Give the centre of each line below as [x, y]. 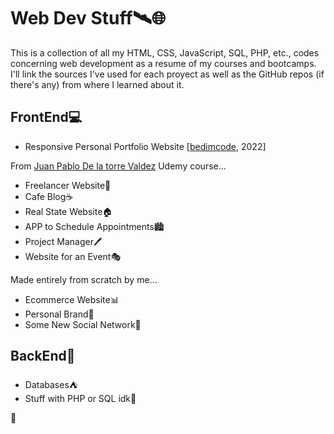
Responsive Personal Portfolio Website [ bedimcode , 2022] [145, 146]
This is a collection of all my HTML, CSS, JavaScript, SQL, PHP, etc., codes [165, 52]
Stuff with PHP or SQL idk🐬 [80, 398]
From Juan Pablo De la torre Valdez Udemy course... [118, 166]
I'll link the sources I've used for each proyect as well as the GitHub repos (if [167, 74]
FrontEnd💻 [46, 117]
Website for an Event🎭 [73, 256]
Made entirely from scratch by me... [84, 279]
